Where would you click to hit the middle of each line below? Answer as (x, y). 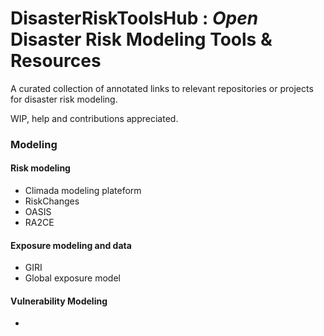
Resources (56, 61)
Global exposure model (72, 278)
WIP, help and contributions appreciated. (94, 118)
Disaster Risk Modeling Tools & (141, 39)
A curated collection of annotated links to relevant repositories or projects (162, 88)
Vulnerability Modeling (59, 301)
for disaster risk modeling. (64, 99)
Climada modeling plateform (83, 191)
